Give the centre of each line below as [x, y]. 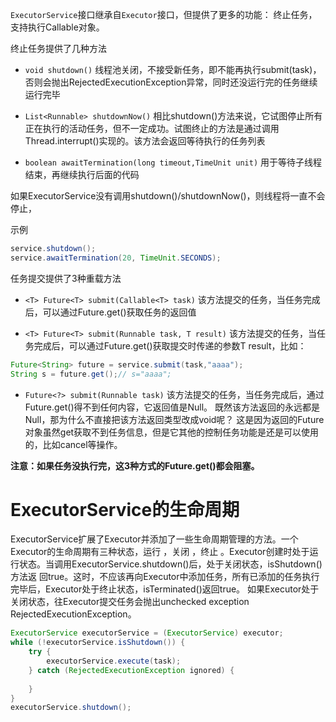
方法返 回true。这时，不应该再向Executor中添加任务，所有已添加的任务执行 [165, 577]
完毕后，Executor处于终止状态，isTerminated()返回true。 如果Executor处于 [165, 589]
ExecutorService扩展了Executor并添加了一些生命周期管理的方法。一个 [154, 539]
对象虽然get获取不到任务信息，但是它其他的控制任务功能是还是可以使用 [172, 432]
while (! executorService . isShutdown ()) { [98, 643]
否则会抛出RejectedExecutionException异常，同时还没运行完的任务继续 [171, 82]
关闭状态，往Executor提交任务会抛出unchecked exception [130, 602]
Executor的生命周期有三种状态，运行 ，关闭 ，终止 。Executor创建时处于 [160, 552]
